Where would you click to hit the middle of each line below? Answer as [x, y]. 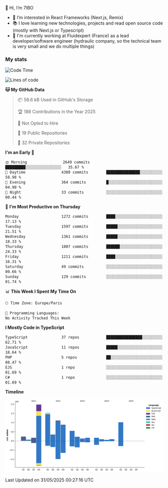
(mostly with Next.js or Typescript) [48, 30]
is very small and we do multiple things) [53, 46]
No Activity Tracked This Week [38, 318]
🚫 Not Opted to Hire [38, 124]
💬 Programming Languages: [32, 313]
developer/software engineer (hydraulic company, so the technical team [87, 41]
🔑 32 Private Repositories [44, 143]
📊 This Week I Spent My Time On [41, 292]
